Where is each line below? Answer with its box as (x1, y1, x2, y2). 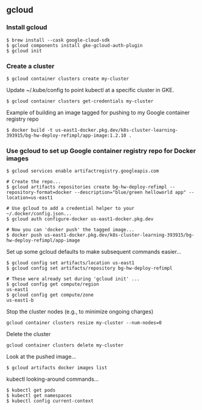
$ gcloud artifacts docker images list (6, 365, 108, 371)
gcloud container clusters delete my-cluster (6, 342, 124, 348)
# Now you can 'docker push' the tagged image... (6, 227, 135, 233)
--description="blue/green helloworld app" (74, 189, 187, 196)
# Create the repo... (6, 179, 61, 185)
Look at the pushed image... (6, 353, 77, 361)
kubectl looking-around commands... (6, 375, 99, 383)
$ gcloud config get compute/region (6, 281, 99, 287)
